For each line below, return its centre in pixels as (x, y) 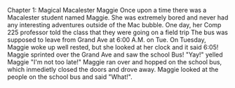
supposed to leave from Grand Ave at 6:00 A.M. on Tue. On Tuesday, (107, 40)
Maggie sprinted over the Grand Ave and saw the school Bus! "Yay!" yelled (115, 54)
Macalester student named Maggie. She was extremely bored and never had (118, 17)
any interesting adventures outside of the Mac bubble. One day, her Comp (114, 25)
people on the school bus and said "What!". (70, 77)
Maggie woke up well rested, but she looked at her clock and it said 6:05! (113, 47)
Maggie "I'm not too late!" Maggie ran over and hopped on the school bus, (115, 62)
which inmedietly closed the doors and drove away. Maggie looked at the (113, 69)
